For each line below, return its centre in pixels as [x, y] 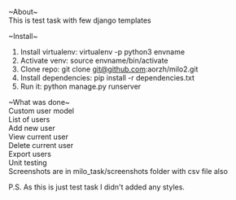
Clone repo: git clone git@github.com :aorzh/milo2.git [109, 69]
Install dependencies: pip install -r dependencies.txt [107, 78]
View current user [39, 137]
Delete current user [41, 145]
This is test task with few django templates [80, 20]
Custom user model [42, 111]
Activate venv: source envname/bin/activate [94, 61]
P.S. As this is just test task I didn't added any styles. [97, 187]
